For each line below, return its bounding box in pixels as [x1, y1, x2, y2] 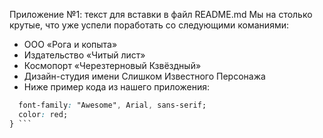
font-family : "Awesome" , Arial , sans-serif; [18, 100, 207, 110]
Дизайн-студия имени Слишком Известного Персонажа [23, 70, 266, 82]
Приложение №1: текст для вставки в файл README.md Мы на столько [9, 9, 313, 20]
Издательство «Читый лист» [23, 49, 146, 61]
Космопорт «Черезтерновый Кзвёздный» [23, 60, 202, 71]
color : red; [18, 109, 69, 119]
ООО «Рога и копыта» [23, 39, 118, 50]
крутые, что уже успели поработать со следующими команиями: [9, 19, 289, 31]
